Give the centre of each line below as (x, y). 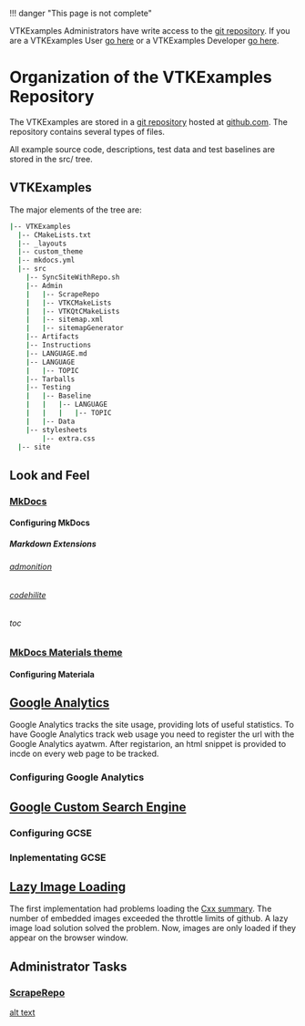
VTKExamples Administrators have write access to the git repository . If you (150, 31)
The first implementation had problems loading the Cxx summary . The (141, 909)
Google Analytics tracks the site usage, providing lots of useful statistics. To (152, 725)
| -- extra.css (69, 438)
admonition (31, 567)
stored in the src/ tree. (51, 159)
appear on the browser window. (69, 938)
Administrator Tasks (68, 966)
